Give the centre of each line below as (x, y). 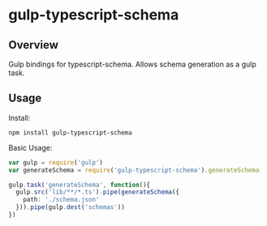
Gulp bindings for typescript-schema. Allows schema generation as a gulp (133, 64)
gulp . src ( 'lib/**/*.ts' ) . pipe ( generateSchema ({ (98, 192)
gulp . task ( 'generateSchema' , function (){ (80, 185)
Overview (34, 45)
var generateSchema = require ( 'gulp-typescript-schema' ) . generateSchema (134, 170)
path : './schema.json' (61, 200)
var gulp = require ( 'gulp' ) (56, 162)
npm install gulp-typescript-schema (70, 132)
